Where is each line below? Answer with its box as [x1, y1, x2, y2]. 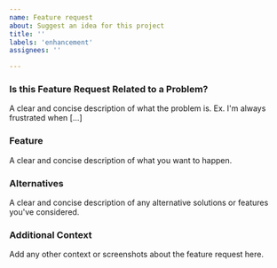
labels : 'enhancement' [9, 37, 93, 47]
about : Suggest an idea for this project [9, 21, 165, 30]
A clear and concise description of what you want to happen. [9, 154, 233, 165]
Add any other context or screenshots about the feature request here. [9, 249, 265, 260]
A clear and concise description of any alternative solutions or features [9, 197, 269, 209]
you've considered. [9, 207, 80, 217]
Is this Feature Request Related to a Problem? [9, 83, 209, 96]
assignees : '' [9, 46, 62, 55]
